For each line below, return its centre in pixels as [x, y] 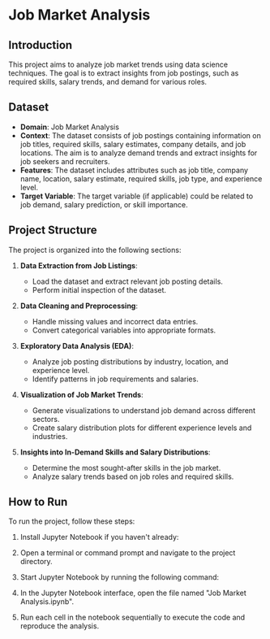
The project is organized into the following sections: [95, 250]
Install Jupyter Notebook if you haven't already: [99, 537]
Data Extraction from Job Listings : [79, 265]
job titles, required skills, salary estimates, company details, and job [133, 144]
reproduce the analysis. [60, 626]
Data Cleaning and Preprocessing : [79, 306]
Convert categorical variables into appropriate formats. [124, 330]
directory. [36, 562]
